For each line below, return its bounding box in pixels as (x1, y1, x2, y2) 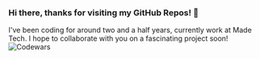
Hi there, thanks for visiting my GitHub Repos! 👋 (8, 7, 199, 18)
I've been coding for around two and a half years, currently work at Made (8, 26, 252, 35)
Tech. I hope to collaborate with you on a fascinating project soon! (8, 33, 229, 43)
